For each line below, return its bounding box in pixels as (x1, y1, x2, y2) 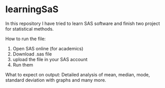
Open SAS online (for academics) (12, 45, 84, 51)
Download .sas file (12, 51, 52, 57)
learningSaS (5, 4, 59, 15)
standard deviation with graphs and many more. (5, 77, 107, 83)
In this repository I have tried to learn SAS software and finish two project (5, 20, 160, 26)
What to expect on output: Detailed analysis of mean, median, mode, (5, 71, 150, 77)
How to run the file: (5, 36, 46, 42)
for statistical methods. (5, 25, 54, 32)
